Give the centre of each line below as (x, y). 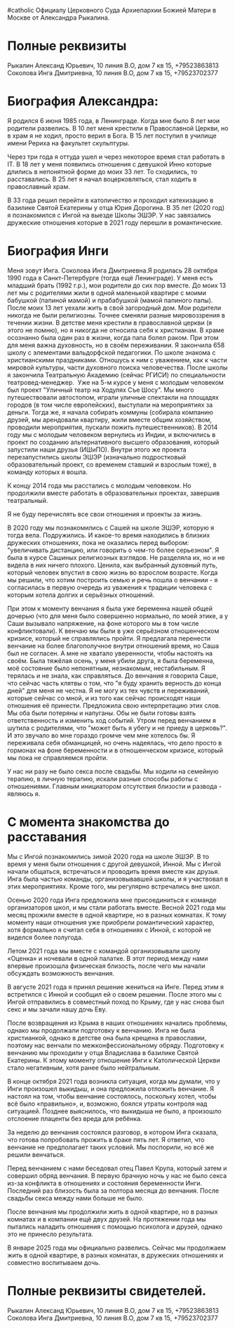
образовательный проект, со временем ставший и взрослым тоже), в (112, 464)
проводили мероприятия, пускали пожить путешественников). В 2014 (113, 427)
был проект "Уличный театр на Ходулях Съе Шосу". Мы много (101, 390)
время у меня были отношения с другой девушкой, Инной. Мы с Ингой (114, 864)
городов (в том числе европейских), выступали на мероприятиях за (110, 405)
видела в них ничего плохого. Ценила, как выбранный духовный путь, (112, 565)
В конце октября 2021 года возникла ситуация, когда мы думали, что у (114, 1081)
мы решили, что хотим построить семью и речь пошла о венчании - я (113, 580)
